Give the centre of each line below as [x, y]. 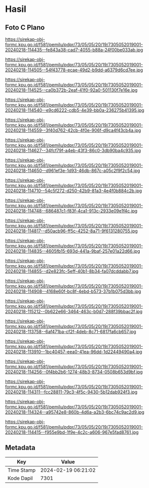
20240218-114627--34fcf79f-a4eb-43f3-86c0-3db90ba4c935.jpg [73, 150]
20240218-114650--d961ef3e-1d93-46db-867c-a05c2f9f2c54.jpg [73, 170]
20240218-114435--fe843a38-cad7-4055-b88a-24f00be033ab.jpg [74, 50]
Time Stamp [22, 470]
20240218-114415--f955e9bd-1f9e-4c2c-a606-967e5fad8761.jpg [72, 432]
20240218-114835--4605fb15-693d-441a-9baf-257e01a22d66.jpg [73, 251]
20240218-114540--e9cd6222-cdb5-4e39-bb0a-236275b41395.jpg [75, 110]
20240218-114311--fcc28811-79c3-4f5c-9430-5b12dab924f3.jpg [71, 392]
